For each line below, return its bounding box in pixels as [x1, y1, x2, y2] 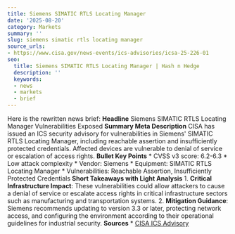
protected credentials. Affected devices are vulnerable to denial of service [7, 145, 223, 152]
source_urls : [7, 43, 46, 50]
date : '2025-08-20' [7, 17, 65, 24]
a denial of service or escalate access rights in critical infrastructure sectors [7, 189, 228, 197]
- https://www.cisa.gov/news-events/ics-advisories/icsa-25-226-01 [7, 50, 210, 57]
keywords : [13, 75, 42, 83]
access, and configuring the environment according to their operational [7, 212, 215, 220]
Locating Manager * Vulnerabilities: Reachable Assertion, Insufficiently [7, 167, 212, 175]
